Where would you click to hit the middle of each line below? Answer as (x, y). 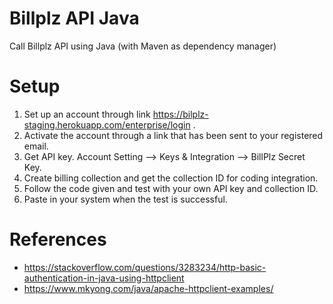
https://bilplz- (180, 114)
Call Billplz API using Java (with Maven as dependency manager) (143, 46)
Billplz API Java (74, 18)
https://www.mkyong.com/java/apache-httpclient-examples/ (148, 288)
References (58, 239)
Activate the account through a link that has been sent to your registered (173, 135)
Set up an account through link (87, 114)
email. (36, 146)
